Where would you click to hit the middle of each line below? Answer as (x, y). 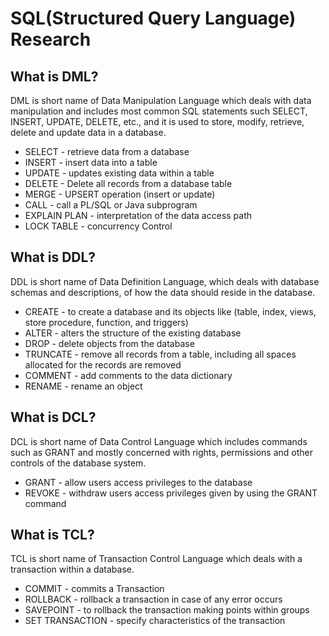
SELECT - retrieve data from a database (107, 151)
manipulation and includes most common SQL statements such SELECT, (159, 111)
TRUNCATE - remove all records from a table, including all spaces (160, 354)
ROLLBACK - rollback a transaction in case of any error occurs (153, 599)
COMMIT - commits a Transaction (94, 589)
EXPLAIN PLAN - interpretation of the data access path (138, 215)
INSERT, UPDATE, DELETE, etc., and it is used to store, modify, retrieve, (157, 121)
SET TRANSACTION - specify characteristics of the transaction (155, 621)
